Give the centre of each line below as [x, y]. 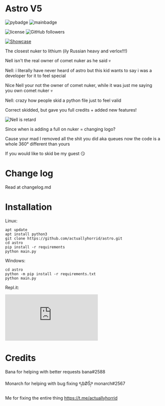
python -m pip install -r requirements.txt [51, 274]
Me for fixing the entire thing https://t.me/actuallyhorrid [61, 398]
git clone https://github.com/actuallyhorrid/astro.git [64, 238]
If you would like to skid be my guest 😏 [45, 153]
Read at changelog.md [28, 187]
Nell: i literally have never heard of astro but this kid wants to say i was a [79, 70]
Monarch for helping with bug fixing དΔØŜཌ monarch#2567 [65, 383]
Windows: [15, 260]
